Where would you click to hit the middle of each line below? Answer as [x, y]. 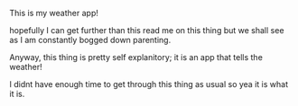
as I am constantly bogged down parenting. [90, 40]
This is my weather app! [54, 13]
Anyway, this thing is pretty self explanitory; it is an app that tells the [136, 57]
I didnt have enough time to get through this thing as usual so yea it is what [149, 84]
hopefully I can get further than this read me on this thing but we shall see [147, 30]
